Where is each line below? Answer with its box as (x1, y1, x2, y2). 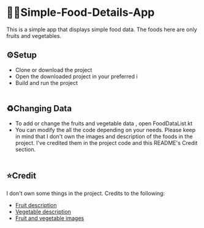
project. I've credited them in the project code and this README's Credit (15, 139, 198, 146)
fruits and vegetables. (6, 32, 62, 39)
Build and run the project (15, 79, 78, 86)
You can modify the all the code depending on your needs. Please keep (15, 126, 196, 133)
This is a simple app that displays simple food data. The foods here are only (6, 26, 197, 33)
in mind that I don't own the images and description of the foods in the (15, 133, 193, 140)
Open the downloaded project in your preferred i (15, 73, 138, 80)
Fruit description (15, 202, 57, 209)
